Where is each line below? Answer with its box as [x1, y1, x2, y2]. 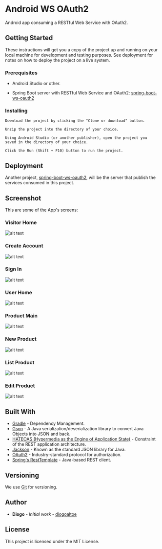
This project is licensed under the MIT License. [5, 538, 100, 544]
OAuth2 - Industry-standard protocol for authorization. [12, 452, 122, 458]
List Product [5, 359, 35, 366]
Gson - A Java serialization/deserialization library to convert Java [12, 426, 144, 432]
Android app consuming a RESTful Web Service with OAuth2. [5, 20, 128, 25]
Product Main [5, 312, 38, 319]
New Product [5, 336, 37, 343]
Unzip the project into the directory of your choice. [5, 127, 119, 132]
